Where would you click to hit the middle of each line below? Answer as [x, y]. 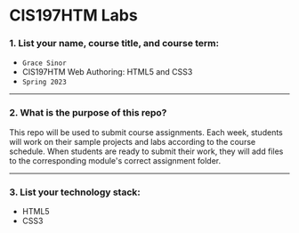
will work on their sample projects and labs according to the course [133, 141]
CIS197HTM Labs [73, 16]
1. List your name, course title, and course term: [114, 44]
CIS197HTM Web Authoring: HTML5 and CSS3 [107, 72]
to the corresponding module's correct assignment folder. [115, 160]
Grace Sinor [44, 63]
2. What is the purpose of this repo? [88, 113]
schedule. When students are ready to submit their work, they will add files [146, 151]
